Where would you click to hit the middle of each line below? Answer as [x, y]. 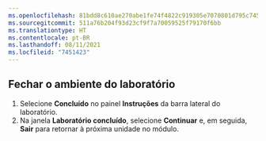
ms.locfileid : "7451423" [49, 52]
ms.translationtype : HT [47, 30]
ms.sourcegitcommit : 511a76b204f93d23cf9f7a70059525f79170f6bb [115, 23]
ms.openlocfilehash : [42, 15]
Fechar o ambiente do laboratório [92, 84]
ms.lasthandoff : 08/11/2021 [55, 45]
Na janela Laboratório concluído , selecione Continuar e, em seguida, [133, 120]
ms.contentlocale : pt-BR [49, 38]
